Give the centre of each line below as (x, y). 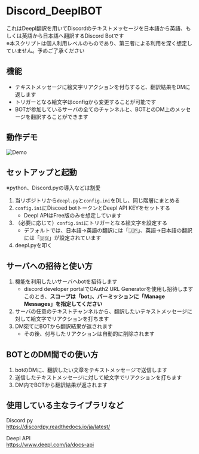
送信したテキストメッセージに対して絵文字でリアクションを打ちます (98, 377)
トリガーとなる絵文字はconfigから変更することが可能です (85, 102)
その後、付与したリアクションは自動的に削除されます (89, 334)
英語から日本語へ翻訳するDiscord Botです (73, 36)
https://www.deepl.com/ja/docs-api (50, 444)
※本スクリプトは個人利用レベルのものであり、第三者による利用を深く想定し (99, 43)
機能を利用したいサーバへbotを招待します (66, 281)
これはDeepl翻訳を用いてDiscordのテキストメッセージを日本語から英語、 (96, 28)
